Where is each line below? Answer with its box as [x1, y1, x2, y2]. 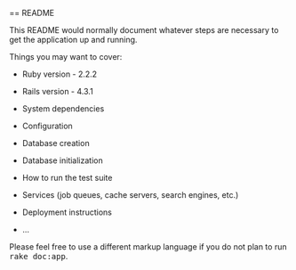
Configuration [21, 120, 73, 131]
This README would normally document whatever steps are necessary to [9, 25, 279, 35]
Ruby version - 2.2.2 [21, 69, 98, 79]
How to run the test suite [21, 173, 113, 183]
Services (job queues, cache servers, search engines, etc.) [21, 190, 239, 200]
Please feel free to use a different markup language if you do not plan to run [9, 241, 287, 252]
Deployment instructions [21, 207, 113, 217]
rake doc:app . [9, 251, 68, 261]
